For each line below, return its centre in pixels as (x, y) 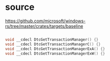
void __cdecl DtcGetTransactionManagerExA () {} (55, 49)
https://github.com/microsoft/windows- (45, 21)
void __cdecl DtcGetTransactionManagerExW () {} (55, 54)
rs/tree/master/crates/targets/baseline (44, 26)
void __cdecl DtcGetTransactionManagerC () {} (53, 44)
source (20, 7)
